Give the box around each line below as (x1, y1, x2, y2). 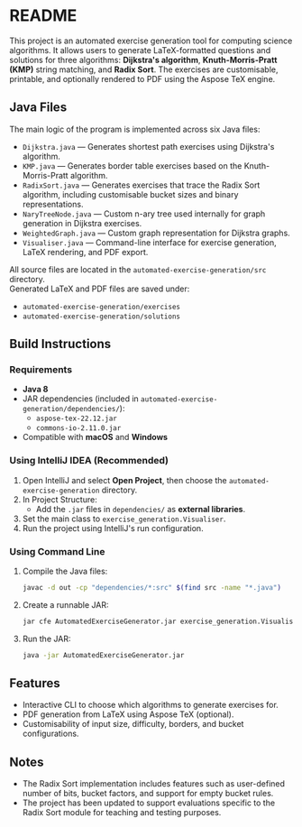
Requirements (9, 363, 73, 376)
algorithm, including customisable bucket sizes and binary (22, 188, 239, 199)
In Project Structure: (22, 493, 97, 505)
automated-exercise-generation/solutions (22, 312, 180, 321)
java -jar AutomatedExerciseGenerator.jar (22, 650, 185, 659)
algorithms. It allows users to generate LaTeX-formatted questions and (9, 44, 271, 55)
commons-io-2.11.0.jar (35, 424, 122, 433)
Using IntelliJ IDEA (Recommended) (9, 455, 169, 467)
